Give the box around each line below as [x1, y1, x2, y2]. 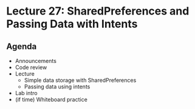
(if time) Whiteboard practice [15, 96, 88, 103]
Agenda [6, 41, 37, 51]
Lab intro [15, 90, 38, 96]
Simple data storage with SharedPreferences [24, 77, 137, 84]
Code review [15, 64, 47, 71]
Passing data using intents [24, 83, 91, 90]
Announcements [15, 58, 56, 64]
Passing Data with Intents [6, 17, 138, 31]
